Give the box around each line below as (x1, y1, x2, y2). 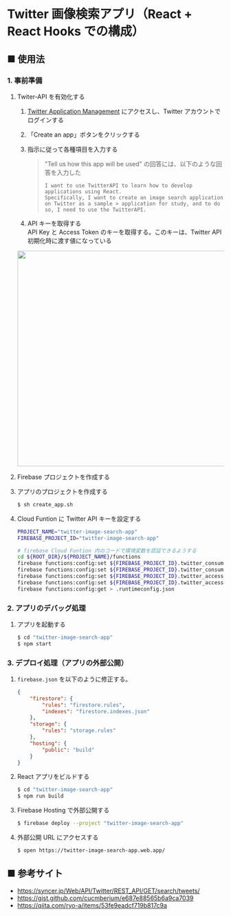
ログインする (27, 115, 64, 124)
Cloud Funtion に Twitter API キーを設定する (16, 515, 142, 523)
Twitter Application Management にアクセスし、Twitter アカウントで (27, 107, 221, 115)
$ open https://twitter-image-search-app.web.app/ (16, 847, 166, 854)
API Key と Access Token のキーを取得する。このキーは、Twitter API (27, 228, 222, 236)
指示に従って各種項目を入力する (27, 145, 118, 153)
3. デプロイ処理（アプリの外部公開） (7, 658, 129, 668)
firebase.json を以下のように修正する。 (16, 675, 132, 683)
